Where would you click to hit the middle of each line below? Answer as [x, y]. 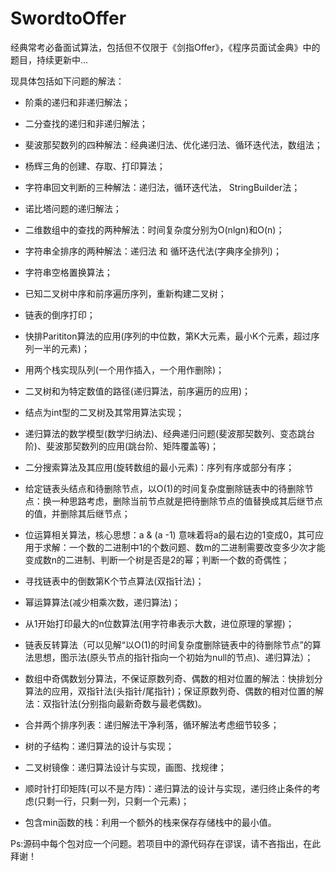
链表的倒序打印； [60, 314]
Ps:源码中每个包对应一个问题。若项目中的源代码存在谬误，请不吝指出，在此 [166, 843]
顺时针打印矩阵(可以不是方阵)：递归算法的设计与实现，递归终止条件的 [168, 788]
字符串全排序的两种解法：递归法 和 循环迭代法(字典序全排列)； [153, 251]
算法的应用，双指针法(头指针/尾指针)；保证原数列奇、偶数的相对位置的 [170, 691]
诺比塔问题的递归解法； [73, 208]
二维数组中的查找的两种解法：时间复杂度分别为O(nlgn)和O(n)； [154, 229]
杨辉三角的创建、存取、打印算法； [95, 166]
